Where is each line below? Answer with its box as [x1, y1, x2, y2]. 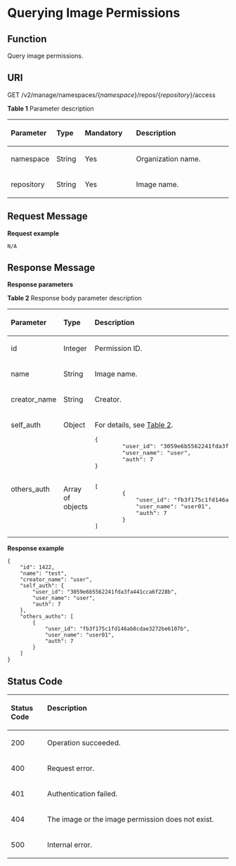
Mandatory [84, 128, 123, 138]
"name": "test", [20, 570, 68, 578]
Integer [63, 343, 88, 353]
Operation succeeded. [46, 738, 121, 748]
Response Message [7, 262, 96, 274]
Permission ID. [94, 343, 143, 353]
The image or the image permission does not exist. [46, 815, 214, 824]
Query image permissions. [7, 51, 84, 60]
